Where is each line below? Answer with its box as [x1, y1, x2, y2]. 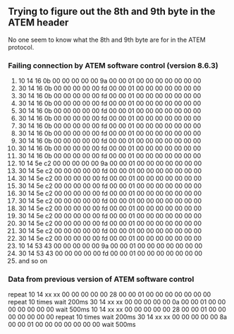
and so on [18, 257, 48, 266]
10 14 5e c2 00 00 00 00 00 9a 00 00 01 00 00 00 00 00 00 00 [18, 159, 202, 168]
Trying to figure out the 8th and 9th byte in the [8, 6, 216, 18]
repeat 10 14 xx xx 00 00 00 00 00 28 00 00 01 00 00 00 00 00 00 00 [8, 290, 211, 299]
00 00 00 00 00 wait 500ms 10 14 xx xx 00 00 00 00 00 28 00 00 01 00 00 [8, 305, 226, 314]
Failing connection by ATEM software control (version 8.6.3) [8, 60, 218, 70]
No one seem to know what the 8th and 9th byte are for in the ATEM [8, 35, 207, 44]
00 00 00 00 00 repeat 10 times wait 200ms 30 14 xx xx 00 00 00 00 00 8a [8, 313, 228, 321]
